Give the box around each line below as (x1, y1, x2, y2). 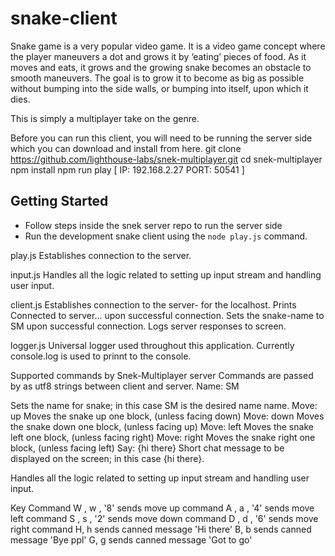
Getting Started (10, 193, 109, 210)
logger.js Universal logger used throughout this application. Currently (10, 339, 295, 351)
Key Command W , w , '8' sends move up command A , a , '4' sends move (10, 502, 315, 514)
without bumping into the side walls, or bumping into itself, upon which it (10, 82, 309, 94)
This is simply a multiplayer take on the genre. (10, 112, 200, 124)
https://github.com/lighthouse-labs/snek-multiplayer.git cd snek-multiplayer (10, 153, 323, 165)
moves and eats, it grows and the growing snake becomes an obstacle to (10, 61, 312, 73)
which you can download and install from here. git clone (10, 142, 242, 154)
